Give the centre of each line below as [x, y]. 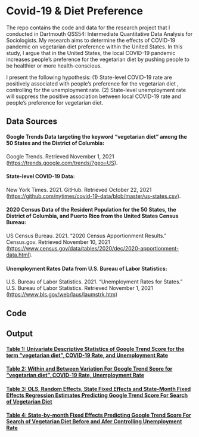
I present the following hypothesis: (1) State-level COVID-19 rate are [89, 77]
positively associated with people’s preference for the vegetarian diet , [92, 83]
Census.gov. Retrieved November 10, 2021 [58, 242]
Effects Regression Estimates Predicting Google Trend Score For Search [97, 395]
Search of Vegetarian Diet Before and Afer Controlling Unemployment [94, 421]
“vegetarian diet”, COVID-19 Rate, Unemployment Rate [75, 375]
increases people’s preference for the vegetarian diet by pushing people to [98, 59]
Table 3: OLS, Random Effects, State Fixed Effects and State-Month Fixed [99, 389]
